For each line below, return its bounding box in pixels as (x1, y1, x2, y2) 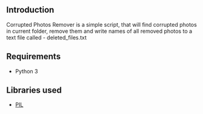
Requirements (6, 52, 61, 62)
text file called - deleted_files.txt (6, 33, 87, 41)
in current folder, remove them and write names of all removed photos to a (6, 27, 193, 35)
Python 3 (15, 67, 38, 75)
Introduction (6, 5, 55, 15)
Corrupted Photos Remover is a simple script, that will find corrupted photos (6, 21, 198, 28)
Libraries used (6, 85, 62, 96)
